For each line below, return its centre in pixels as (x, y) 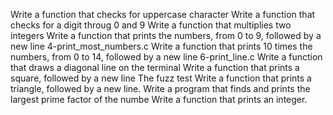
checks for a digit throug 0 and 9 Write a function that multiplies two (151, 25)
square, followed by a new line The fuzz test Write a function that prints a (161, 78)
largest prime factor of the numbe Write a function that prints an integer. (159, 99)
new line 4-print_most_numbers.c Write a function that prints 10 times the (161, 46)
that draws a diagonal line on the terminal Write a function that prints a (155, 67)
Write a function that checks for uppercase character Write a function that (163, 14)
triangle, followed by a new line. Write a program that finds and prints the (160, 88)
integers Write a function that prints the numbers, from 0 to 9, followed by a (166, 35)
